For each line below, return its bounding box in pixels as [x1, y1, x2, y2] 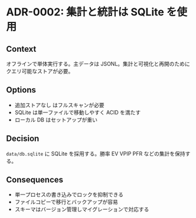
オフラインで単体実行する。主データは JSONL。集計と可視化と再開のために [6, 60, 191, 67]
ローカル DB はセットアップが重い [14, 116, 97, 123]
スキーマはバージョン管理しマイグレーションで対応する [14, 206, 149, 213]
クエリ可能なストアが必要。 [6, 68, 74, 74]
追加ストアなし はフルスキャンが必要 [14, 101, 104, 108]
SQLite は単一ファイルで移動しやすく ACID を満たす [14, 108, 141, 115]
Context [6, 44, 37, 54]
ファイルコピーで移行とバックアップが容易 [14, 199, 118, 206]
